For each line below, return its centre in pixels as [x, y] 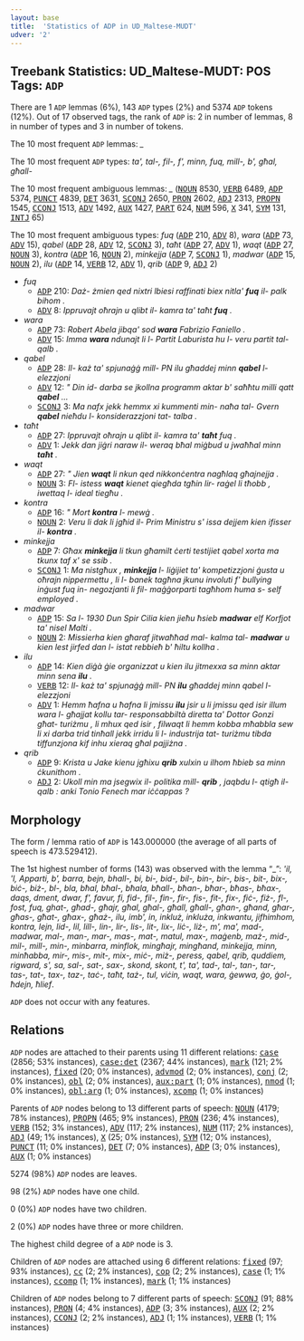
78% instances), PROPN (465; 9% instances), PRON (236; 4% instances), [145, 1117]
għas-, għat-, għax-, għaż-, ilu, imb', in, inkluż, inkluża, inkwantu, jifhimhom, [153, 917]
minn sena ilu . [65, 676]
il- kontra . [57, 532]
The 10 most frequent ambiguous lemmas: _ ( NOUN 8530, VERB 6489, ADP [147, 189]
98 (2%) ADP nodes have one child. [75, 1191]
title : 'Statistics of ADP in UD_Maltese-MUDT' [104, 26]
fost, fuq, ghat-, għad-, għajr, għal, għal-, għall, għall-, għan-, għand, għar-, [153, 907]
